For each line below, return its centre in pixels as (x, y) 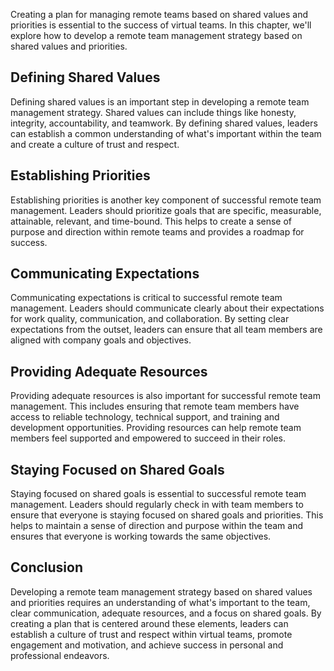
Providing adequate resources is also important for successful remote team (165, 396)
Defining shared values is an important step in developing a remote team (160, 101)
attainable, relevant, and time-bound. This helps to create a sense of (151, 221)
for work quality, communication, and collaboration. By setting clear (150, 319)
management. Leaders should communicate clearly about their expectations (167, 308)
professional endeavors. (60, 655)
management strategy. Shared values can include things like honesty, (153, 112)
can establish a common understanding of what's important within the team (166, 133)
